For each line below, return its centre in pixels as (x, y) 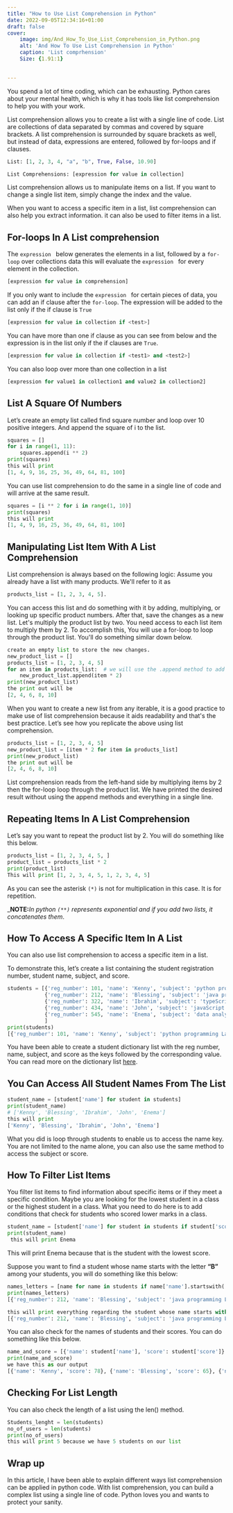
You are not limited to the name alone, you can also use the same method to (115, 1146)
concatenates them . (36, 917)
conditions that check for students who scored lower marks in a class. (107, 1214)
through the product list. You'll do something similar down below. (100, 637)
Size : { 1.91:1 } (42, 59)
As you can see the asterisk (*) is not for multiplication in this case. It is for (114, 888)
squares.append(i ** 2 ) (54, 453)
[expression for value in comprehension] (68, 282)
